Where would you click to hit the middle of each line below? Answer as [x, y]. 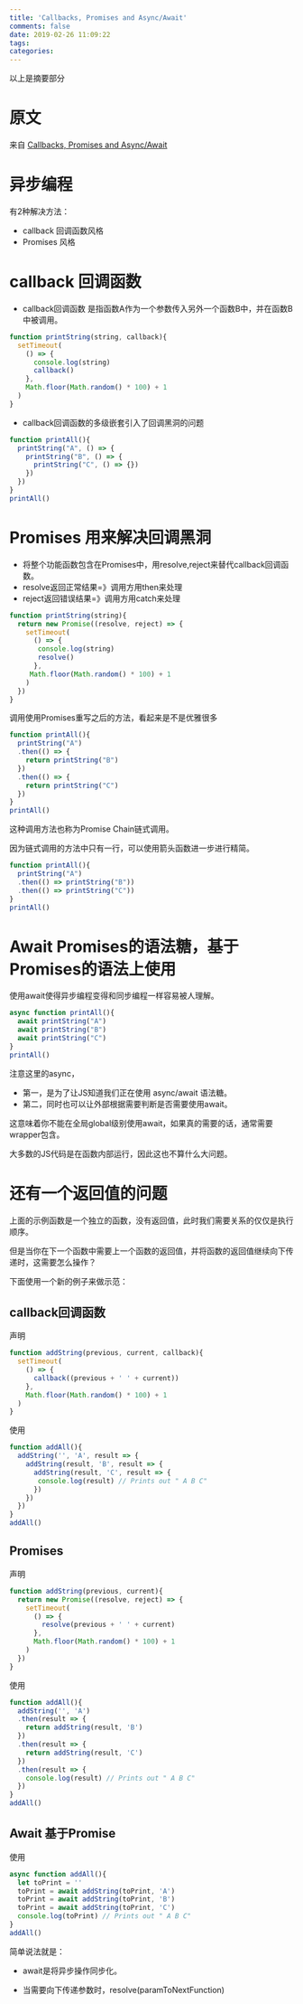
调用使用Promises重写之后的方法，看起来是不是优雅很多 [114, 718]
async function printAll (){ [62, 1013]
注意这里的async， [44, 1073]
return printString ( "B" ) [72, 760]
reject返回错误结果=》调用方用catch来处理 [101, 598]
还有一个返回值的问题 [89, 1193]
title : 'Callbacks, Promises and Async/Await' [98, 18]
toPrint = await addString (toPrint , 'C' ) [96, 1908]
